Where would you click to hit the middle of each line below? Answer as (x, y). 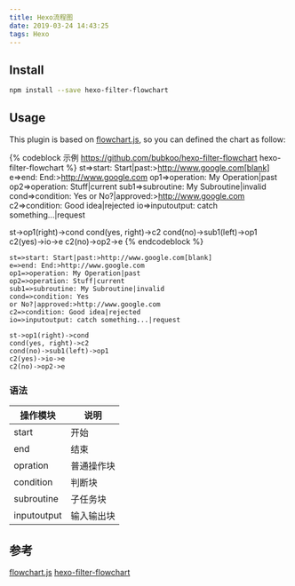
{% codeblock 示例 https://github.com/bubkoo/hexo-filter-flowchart (133, 157)
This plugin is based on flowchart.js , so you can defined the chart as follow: (147, 139)
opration (31, 465)
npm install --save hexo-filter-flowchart (89, 91)
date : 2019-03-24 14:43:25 (59, 26)
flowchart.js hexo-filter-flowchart (70, 572)
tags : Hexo (29, 34)
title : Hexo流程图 (41, 17)
